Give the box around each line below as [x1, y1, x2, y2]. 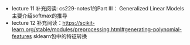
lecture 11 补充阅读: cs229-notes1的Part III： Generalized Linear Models [11, 5, 185, 12]
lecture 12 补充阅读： [11, 20, 63, 26]
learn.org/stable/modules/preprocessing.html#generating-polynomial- [11, 26, 182, 33]
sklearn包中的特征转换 [33, 33, 87, 39]
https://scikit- [62, 20, 95, 26]
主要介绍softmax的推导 [11, 12, 67, 19]
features [11, 33, 32, 39]
